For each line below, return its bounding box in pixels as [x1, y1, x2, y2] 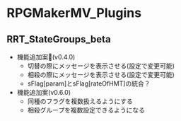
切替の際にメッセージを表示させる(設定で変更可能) [27, 62, 175, 70]
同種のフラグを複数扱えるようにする [27, 97, 134, 105]
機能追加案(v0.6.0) [16, 88, 71, 96]
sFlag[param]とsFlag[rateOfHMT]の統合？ [27, 79, 151, 88]
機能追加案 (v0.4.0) [16, 53, 76, 61]
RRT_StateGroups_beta [6, 33, 111, 45]
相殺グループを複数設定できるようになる [27, 106, 146, 114]
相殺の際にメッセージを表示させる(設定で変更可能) [27, 71, 175, 79]
